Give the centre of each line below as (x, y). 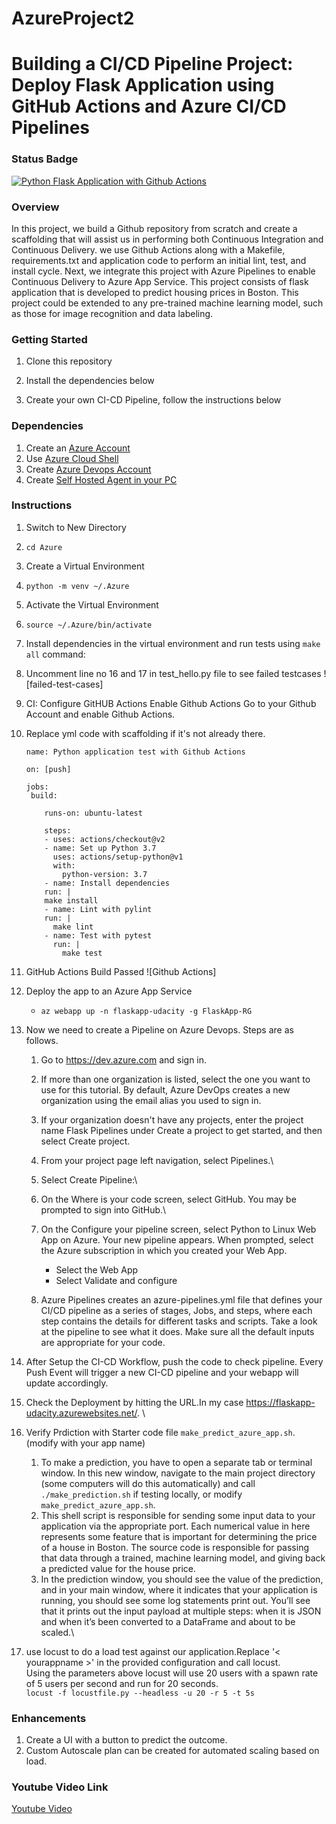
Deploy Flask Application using (143, 85)
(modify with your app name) (85, 1443)
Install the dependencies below (90, 381)
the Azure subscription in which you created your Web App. (164, 1250)
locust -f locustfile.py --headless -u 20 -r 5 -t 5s (140, 1693)
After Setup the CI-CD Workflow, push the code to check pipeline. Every (174, 1361)
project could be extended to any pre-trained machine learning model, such (167, 303)
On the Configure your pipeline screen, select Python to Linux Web (178, 1229)
